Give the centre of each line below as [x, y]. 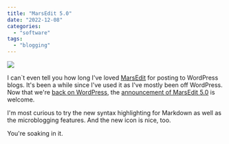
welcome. [21, 99]
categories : [24, 26]
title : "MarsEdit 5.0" [40, 13]
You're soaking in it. [35, 133]
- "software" [32, 33]
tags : [15, 39]
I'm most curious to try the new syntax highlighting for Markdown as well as [115, 113]
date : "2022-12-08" [35, 20]
